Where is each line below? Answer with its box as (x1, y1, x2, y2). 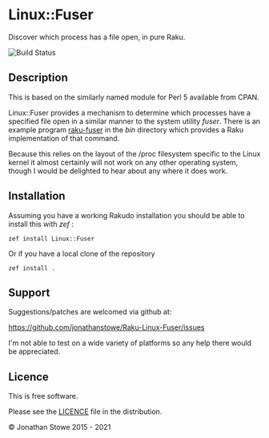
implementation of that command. (8, 133, 120, 143)
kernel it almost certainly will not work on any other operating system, (8, 157, 239, 167)
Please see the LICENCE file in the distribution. (8, 407, 163, 416)
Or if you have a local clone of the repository (8, 249, 155, 258)
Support (8, 286, 50, 299)
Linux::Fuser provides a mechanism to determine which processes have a (8, 107, 251, 117)
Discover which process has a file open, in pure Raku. (8, 32, 186, 42)
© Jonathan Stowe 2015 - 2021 (8, 423, 111, 432)
